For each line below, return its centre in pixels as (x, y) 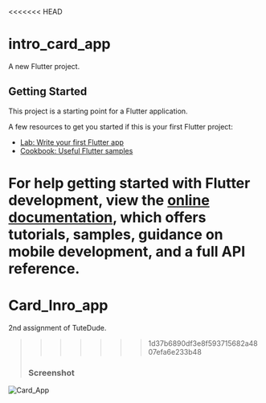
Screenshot (51, 372)
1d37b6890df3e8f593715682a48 (203, 343)
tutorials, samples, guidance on (116, 234)
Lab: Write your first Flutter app (72, 142)
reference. (44, 268)
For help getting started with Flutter (129, 183)
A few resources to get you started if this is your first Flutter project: (121, 126)
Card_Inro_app (58, 306)
